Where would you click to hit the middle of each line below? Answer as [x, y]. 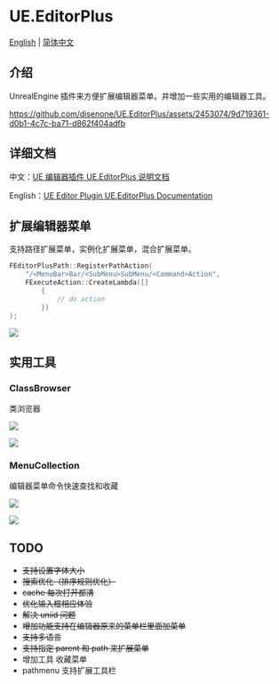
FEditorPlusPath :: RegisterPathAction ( [81, 266]
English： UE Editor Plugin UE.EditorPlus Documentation [111, 195]
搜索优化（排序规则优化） [69, 582]
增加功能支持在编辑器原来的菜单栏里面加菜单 [104, 626]
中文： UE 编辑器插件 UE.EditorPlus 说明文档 [90, 176]
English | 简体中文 [42, 42]
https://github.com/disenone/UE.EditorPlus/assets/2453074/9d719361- [139, 114]
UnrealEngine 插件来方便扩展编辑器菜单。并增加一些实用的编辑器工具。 [140, 96]
